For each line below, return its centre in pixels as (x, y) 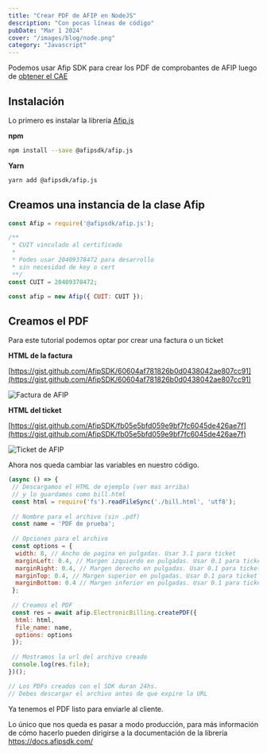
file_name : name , (44, 628)
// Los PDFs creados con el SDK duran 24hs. (83, 686)
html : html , (35, 620)
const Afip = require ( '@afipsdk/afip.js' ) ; (81, 223)
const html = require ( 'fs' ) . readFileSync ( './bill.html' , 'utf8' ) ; (124, 502)
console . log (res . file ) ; (51, 665)
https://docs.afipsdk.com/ (51, 741)
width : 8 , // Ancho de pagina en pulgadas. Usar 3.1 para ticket (126, 554)
